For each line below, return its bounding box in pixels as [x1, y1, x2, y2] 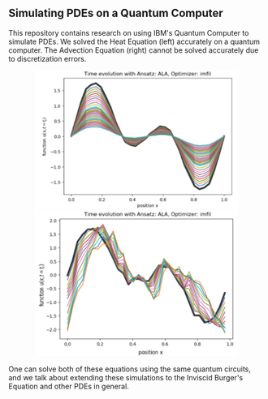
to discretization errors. [8, 54, 87, 63]
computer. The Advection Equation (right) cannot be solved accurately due [8, 45, 259, 55]
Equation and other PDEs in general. [8, 381, 130, 392]
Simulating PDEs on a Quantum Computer [8, 6, 223, 20]
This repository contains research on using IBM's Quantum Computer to [8, 28, 249, 37]
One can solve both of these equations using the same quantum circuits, [8, 364, 252, 374]
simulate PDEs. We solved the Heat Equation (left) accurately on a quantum [8, 36, 261, 46]
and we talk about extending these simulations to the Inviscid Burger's [8, 373, 244, 383]
